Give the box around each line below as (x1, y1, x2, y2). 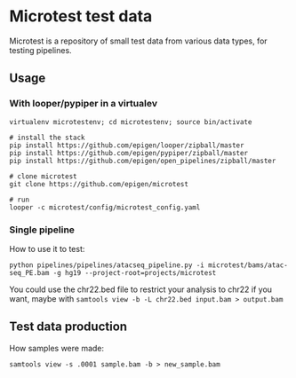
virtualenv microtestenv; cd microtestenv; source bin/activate (9, 117, 252, 126)
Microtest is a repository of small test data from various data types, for (9, 35, 268, 46)
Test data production (9, 319, 127, 335)
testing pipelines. (9, 44, 73, 55)
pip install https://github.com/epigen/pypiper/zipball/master (9, 148, 249, 157)
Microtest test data (9, 6, 153, 27)
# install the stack (9, 133, 86, 142)
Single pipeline (9, 224, 76, 236)
